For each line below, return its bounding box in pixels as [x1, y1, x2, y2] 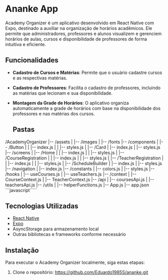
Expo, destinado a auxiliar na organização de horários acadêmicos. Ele [5, 25, 152, 31]
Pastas [12, 125, 35, 134]
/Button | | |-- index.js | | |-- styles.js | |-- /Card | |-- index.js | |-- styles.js [8, 144, 160, 150]
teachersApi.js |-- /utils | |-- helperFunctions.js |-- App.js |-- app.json [5, 182, 149, 188]
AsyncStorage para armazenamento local [12, 226, 99, 232]
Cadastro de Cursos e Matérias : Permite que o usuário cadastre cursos [12, 69, 162, 75]
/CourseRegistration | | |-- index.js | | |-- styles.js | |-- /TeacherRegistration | [5, 155, 164, 161]
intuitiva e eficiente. [5, 41, 46, 47]
